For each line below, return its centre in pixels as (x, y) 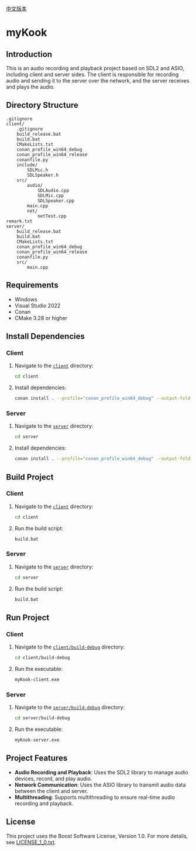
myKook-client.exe (37, 680)
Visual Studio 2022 (37, 306)
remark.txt (19, 221)
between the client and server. (51, 791)
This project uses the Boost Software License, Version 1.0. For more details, (97, 836)
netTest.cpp (52, 216)
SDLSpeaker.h (43, 175)
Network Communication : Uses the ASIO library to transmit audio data (100, 785)
